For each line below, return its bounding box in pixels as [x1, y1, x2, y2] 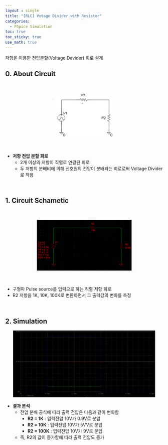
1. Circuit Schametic [5, 196, 69, 205]
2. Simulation [5, 317, 48, 326]
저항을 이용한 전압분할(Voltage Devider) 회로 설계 [5, 55, 103, 61]
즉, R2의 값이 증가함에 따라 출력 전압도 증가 [20, 434, 104, 440]
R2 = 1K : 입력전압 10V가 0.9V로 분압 [27, 415, 101, 421]
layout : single [5, 8, 39, 13]
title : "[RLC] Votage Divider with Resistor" [5, 13, 102, 19]
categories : [5, 19, 30, 24]
